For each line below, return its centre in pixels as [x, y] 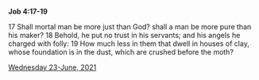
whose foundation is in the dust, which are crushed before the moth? [121, 52]
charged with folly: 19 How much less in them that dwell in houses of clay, [129, 44]
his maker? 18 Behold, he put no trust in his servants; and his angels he [124, 35]
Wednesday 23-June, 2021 [52, 67]
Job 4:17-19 [28, 11]
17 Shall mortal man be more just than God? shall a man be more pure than [130, 27]
